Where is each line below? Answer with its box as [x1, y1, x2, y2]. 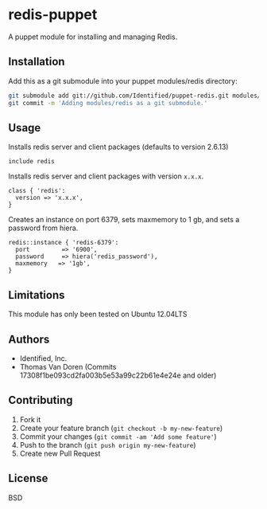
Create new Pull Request [19, 448, 101, 458]
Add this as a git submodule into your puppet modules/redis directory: [8, 76, 238, 85]
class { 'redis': [8, 187, 66, 195]
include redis [8, 158, 56, 166]
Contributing [8, 393, 73, 407]
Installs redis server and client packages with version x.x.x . [8, 171, 204, 181]
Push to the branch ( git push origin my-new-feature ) [19, 440, 196, 449]
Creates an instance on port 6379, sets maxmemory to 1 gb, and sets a [8, 215, 240, 225]
